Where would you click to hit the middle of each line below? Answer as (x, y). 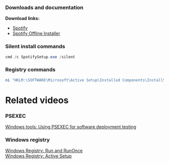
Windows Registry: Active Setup (38, 156)
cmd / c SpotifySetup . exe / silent (40, 57)
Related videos (37, 100)
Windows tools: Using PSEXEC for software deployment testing (71, 127)
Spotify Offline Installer (36, 34)
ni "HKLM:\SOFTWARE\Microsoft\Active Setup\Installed (63, 80)
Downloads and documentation (45, 8)
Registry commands (30, 70)
